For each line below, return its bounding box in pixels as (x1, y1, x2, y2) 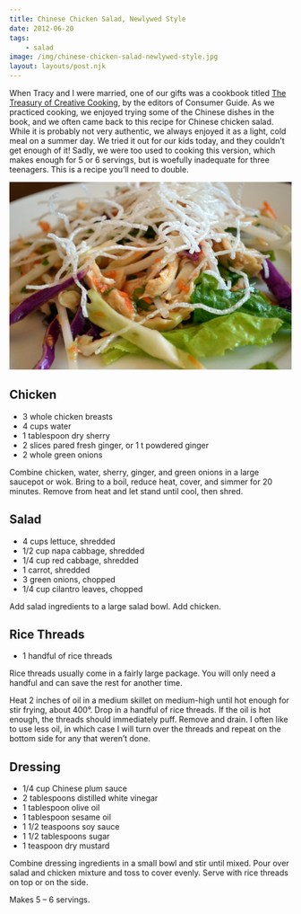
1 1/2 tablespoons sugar (21, 831, 110, 842)
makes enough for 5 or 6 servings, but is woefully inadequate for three (9, 155, 271, 165)
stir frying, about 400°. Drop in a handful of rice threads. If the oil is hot (9, 705, 271, 715)
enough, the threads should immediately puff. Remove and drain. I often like (9, 714, 288, 725)
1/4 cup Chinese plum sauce (21, 783, 128, 794)
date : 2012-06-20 (9, 23, 74, 33)
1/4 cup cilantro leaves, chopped (21, 583, 143, 594)
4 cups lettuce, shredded (21, 536, 116, 546)
